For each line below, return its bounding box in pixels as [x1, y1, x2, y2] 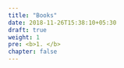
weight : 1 [8, 33, 41, 41]
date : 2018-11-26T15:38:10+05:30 [8, 19, 117, 27]
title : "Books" [8, 11, 58, 20]
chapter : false [8, 48, 58, 55]
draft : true [8, 26, 47, 34]
